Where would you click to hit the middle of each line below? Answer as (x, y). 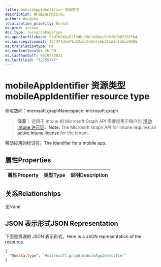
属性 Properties (28, 160)
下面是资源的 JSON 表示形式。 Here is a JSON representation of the (73, 236)
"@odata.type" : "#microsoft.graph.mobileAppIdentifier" (68, 255)
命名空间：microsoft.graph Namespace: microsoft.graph (62, 111)
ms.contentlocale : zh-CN (31, 51)
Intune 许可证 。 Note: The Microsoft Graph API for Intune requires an (87, 127)
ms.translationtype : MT (30, 46)
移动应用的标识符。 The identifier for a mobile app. (56, 143)
